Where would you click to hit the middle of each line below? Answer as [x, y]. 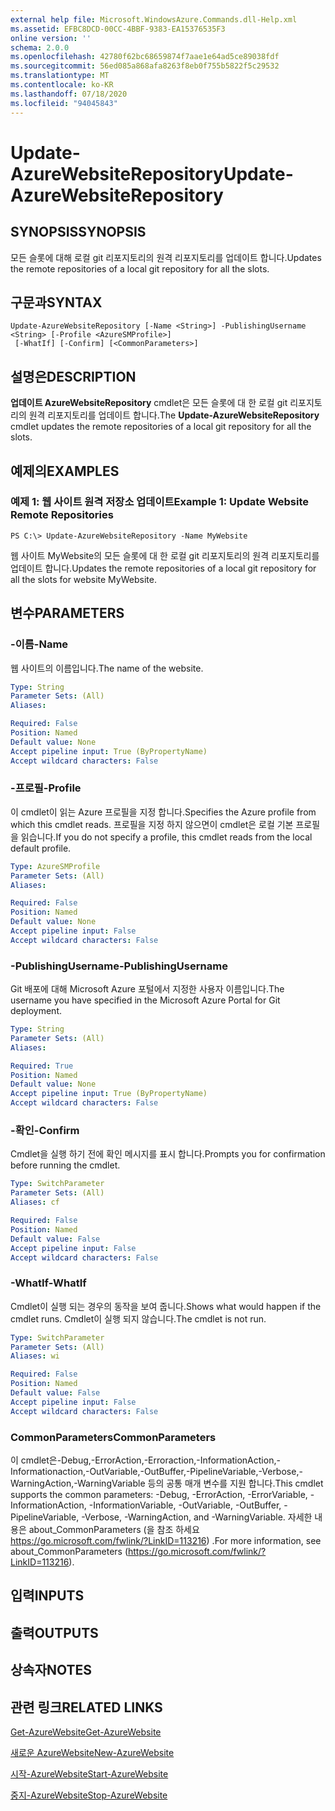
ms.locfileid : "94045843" [64, 103]
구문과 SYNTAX [56, 302]
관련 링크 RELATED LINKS [86, 1707]
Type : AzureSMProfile [55, 866]
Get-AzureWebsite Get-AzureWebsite [86, 1732]
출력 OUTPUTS [54, 1632]
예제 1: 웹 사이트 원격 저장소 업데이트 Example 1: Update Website [160, 502]
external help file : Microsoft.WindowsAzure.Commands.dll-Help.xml [154, 19]
